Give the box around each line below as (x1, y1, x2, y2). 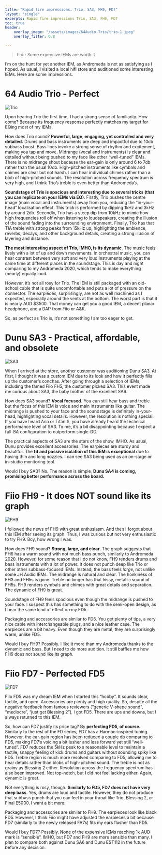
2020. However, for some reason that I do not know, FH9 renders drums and (5, 556, 157, 562)
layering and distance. (5, 236, 49, 241)
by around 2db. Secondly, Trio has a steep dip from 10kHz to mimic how (5, 209, 148, 216)
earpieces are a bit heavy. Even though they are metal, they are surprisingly (5, 626, 156, 632)
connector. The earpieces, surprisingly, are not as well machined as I (5, 290, 142, 296)
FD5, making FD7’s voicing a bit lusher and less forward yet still (5, 739, 131, 744)
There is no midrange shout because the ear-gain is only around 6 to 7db (5, 159, 151, 165)
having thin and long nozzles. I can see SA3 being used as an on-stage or (5, 454, 152, 459)
